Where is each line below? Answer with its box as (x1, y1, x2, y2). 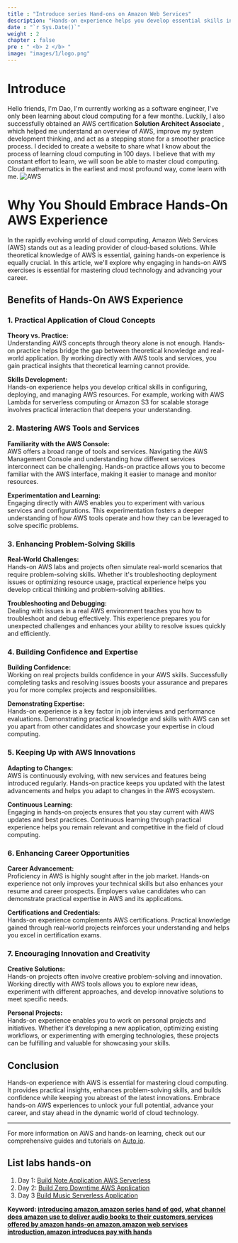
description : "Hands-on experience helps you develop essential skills (7, 17, 223, 24)
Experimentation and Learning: (7, 491, 101, 500)
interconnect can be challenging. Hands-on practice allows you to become (7, 462, 225, 470)
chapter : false (7, 37, 55, 44)
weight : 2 (7, 30, 40, 38)
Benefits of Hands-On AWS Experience (7, 294, 183, 306)
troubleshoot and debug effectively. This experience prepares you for (7, 614, 210, 623)
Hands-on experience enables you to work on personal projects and (7, 1016, 207, 1025)
